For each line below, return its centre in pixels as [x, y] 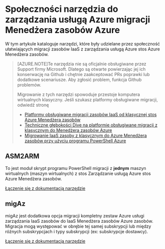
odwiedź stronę [33, 105]
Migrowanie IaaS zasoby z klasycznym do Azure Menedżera [85, 135]
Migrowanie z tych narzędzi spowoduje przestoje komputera [79, 94]
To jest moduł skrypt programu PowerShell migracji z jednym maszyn [76, 168]
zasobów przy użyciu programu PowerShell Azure [75, 141]
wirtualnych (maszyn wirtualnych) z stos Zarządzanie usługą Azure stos [78, 173]
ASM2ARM [22, 156]
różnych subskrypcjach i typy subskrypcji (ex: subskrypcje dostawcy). [77, 231]
